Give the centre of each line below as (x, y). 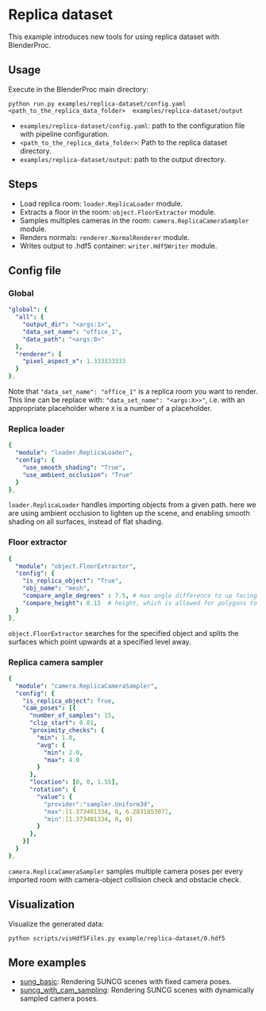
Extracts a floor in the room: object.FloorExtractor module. (118, 211)
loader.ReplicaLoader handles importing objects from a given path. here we (132, 505)
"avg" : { (51, 745)
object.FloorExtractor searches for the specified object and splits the (123, 633)
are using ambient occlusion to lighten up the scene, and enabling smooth (129, 513)
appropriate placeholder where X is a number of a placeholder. (110, 408)
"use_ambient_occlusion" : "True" (78, 475)
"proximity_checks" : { (67, 730)
